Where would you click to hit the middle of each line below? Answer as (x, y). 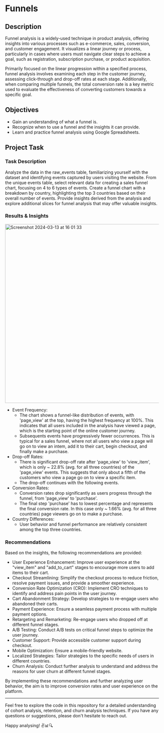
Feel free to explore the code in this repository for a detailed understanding (81, 706)
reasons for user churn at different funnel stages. (61, 671)
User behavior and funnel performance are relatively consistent (83, 524)
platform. (14, 691)
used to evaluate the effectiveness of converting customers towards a (75, 89)
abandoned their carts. (35, 604)
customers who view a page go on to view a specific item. (78, 477)
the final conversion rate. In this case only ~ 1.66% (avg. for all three (88, 508)
